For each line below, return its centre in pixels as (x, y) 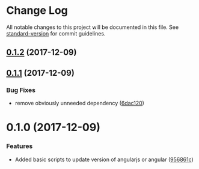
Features (20, 146)
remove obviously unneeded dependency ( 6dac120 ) (79, 103)
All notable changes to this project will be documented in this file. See (93, 27)
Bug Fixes (21, 90)
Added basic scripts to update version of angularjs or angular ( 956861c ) (104, 159)
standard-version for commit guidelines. (56, 33)
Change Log (37, 11)
